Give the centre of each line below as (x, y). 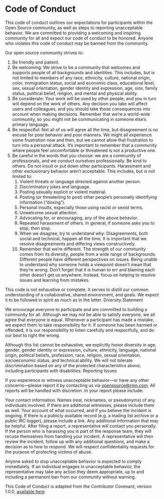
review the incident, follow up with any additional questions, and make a (77, 441)
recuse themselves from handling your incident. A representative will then (79, 436)
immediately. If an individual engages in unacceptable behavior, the (73, 466)
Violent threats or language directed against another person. (80, 181)
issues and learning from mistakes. (54, 280)
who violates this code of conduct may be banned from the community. (77, 43)
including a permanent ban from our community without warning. (71, 477)
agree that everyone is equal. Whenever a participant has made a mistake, (80, 320)
